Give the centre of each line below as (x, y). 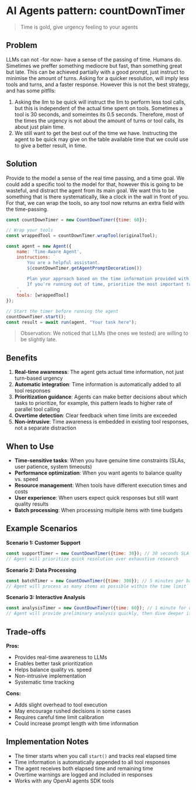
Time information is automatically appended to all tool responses (92, 762)
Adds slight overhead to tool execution (61, 705)
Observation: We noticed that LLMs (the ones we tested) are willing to (104, 333)
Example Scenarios (42, 529)
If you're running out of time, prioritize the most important (105, 284)
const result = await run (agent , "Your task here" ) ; (71, 322)
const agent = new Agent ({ (39, 246)
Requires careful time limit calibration (59, 717)
